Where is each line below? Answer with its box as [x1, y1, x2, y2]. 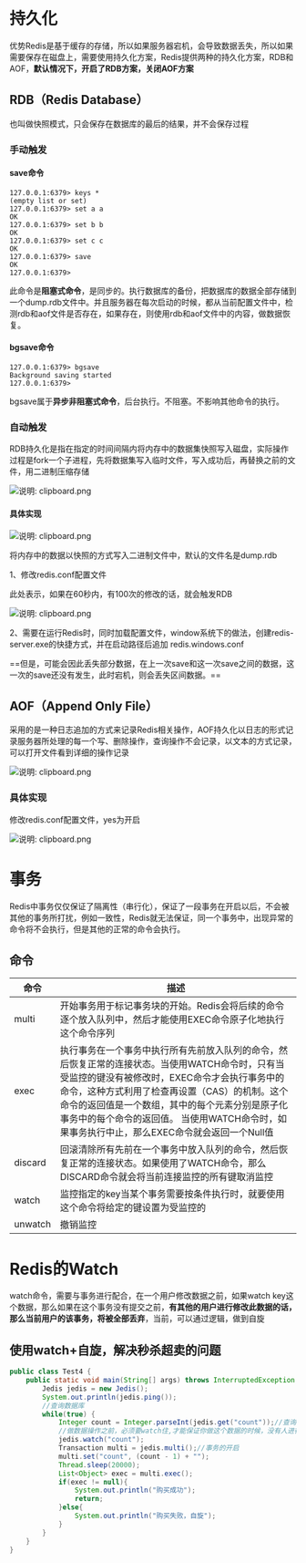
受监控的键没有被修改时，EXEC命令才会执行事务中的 [59, 1071, 285, 1084]
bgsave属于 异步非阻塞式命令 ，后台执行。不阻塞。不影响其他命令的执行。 [9, 396, 284, 407]
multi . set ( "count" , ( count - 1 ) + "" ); [57, 1452, 209, 1461]
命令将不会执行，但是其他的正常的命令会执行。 [9, 923, 185, 935]
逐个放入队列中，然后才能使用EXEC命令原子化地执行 [59, 1013, 285, 1026]
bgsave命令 [9, 342, 55, 353]
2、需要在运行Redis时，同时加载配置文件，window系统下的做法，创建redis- [9, 626, 294, 638]
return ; [74, 1495, 104, 1504]
